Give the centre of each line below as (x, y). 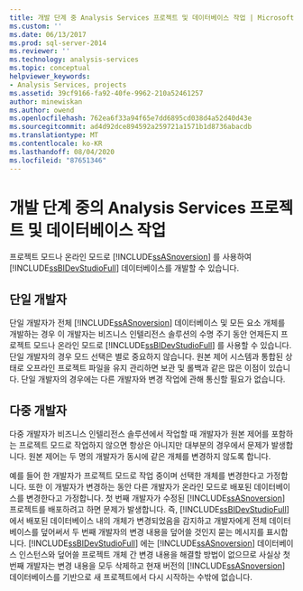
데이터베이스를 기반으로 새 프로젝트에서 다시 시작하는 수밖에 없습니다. (131, 577)
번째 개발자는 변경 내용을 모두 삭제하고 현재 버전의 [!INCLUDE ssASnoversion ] (147, 566)
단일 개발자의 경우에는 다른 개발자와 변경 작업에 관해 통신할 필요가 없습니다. (153, 379)
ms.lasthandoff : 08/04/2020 (62, 152)
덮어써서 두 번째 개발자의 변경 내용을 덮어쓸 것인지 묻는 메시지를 (152, 532)
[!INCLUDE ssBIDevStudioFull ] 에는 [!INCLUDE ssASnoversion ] (142, 543)
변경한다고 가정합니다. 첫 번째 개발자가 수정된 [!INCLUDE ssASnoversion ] (156, 498)
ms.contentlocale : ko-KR (56, 143)
